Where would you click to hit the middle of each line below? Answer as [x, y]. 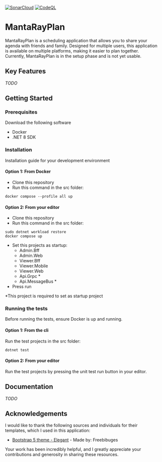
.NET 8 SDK [24, 137]
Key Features [26, 71]
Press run [22, 287]
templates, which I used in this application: [48, 430]
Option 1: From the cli [27, 330]
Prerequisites [21, 112]
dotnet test [17, 350]
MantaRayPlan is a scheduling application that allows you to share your [76, 40]
